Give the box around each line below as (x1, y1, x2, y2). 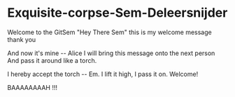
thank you (7, 35, 36, 43)
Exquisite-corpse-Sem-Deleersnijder (7, 5, 228, 21)
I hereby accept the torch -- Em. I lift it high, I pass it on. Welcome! (7, 70, 199, 78)
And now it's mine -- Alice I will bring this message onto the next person (7, 49, 215, 57)
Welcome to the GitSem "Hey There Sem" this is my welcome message (7, 28, 212, 36)
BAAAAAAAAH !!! (7, 83, 58, 91)
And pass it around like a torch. (7, 56, 97, 64)
